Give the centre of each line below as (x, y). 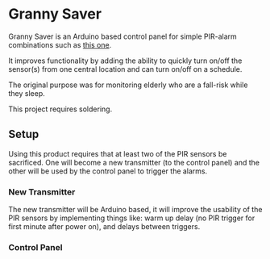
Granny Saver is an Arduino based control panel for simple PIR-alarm (123, 36)
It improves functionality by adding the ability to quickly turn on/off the (125, 61)
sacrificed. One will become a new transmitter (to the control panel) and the (134, 162)
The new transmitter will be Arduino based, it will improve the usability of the (135, 210)
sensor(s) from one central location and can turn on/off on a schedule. (125, 69)
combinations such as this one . (60, 44)
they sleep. (27, 93)
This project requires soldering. (60, 109)
